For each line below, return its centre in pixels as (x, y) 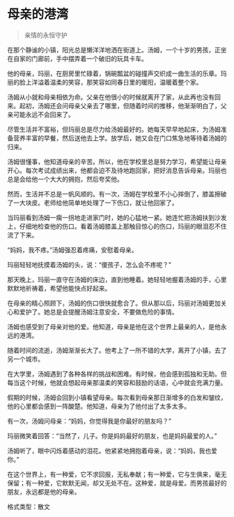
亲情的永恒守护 (46, 35)
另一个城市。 (25, 359)
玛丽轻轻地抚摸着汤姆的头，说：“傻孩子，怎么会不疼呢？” (89, 264)
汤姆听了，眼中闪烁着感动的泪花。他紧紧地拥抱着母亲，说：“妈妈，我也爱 (112, 451)
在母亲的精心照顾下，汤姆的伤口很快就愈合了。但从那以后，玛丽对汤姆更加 (114, 303)
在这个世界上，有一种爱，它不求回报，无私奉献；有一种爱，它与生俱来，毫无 (117, 474)
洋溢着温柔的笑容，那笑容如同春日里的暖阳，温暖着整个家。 (117, 82)
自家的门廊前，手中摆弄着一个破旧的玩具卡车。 (80, 58)
